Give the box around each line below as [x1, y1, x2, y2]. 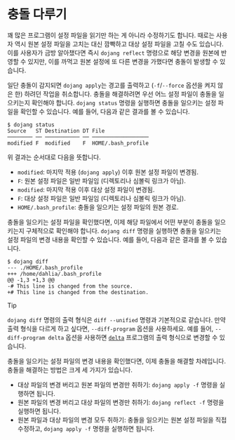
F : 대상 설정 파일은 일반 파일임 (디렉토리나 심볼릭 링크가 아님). [17, 194, 186, 202]
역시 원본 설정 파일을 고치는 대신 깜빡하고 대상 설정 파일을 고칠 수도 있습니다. [14, 39, 224, 48]
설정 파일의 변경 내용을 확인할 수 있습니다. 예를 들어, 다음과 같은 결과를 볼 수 [7, 235, 215, 244]
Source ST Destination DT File [7, 127, 105, 134]
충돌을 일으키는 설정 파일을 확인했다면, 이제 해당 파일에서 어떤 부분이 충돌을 [7, 218, 213, 226]
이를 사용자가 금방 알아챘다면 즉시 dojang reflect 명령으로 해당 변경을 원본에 [7, 48, 220, 57]
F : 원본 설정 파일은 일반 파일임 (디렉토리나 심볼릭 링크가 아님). [17, 176, 186, 185]
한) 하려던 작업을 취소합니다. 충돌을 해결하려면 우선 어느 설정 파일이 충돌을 [14, 89, 217, 98]
